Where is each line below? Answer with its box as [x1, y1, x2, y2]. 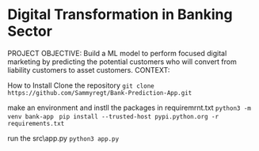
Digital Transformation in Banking [7, 6, 233, 24]
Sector [7, 22, 53, 40]
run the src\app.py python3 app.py [7, 133, 120, 143]
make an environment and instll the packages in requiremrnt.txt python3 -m [7, 103, 251, 112]
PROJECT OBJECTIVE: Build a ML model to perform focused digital [7, 48, 227, 58]
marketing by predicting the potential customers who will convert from [7, 57, 237, 66]
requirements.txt [7, 119, 65, 127]
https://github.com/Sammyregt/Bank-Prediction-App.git [7, 89, 192, 96]
